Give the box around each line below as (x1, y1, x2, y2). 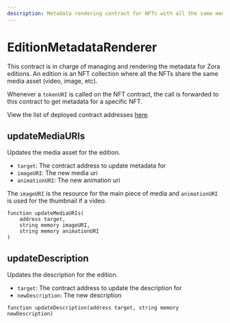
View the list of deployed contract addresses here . (7, 110, 149, 118)
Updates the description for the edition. (7, 271, 118, 279)
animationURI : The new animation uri (16, 176, 120, 185)
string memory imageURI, (19, 222, 90, 229)
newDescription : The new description (16, 292, 122, 300)
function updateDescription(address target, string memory (7, 305, 179, 311)
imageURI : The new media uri (16, 169, 98, 177)
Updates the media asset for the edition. (7, 148, 120, 157)
